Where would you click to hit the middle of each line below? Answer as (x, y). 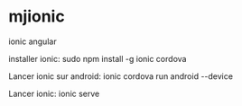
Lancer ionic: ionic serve (54, 93)
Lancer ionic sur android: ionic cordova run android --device (121, 76)
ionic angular (33, 41)
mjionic (37, 17)
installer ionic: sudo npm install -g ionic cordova (98, 58)
